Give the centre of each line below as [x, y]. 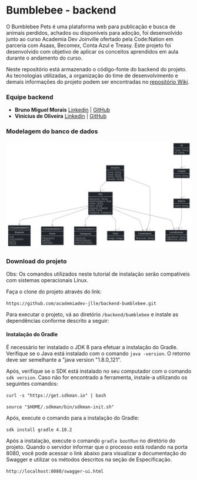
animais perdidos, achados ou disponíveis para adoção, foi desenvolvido [94, 32]
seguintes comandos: [32, 384]
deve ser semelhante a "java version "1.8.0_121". [64, 360]
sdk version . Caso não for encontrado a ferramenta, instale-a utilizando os [97, 378]
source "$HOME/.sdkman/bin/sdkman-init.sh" [60, 407]
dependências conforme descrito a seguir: [58, 321]
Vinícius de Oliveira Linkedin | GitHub [61, 116]
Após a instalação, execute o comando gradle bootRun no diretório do [91, 441]
